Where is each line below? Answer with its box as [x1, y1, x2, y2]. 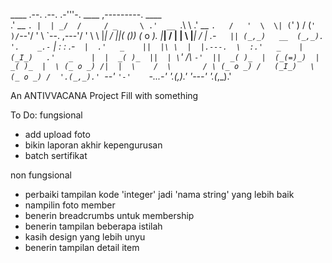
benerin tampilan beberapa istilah [24, 220, 163, 232]
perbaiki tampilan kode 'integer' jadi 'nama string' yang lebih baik [24, 189, 295, 200]
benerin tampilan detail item [24, 242, 140, 253]
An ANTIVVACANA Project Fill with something [10, 90, 199, 101]
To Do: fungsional [10, 109, 83, 121]
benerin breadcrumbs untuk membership [24, 210, 195, 221]
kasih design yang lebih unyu [24, 231, 146, 243]
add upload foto [24, 129, 91, 140]
